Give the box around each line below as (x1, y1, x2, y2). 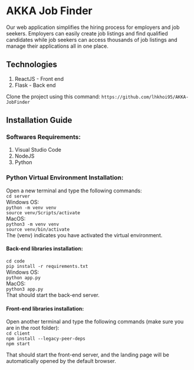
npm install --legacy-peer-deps (6, 336, 86, 342)
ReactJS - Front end (14, 75, 64, 82)
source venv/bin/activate (6, 226, 70, 233)
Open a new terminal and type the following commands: (6, 187, 143, 194)
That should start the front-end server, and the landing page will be (6, 351, 169, 358)
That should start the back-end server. (6, 291, 100, 299)
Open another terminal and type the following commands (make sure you (6, 318, 184, 325)
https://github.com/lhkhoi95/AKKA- (101, 94, 189, 100)
